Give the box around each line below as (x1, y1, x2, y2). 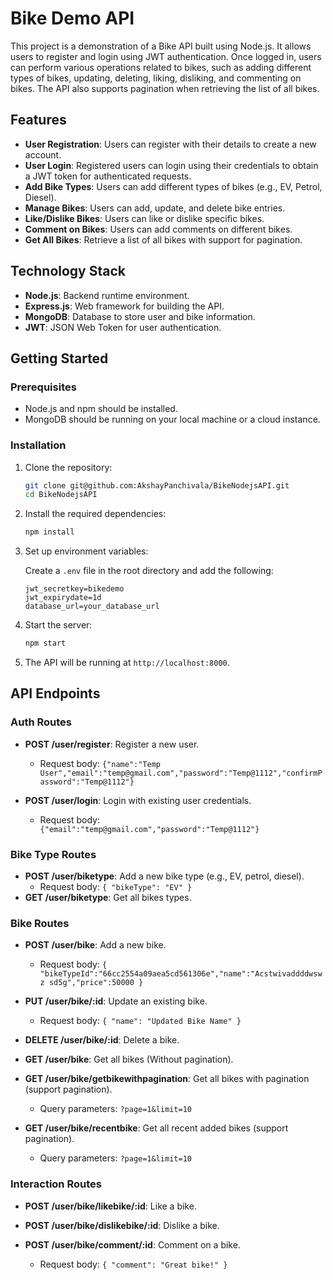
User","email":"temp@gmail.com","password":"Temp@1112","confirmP (39, 768, 323, 778)
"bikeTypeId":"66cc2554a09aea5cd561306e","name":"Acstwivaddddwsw (39, 969, 323, 979)
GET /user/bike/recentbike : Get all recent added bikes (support (24, 1122, 289, 1134)
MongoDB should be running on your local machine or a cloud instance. (24, 413, 321, 426)
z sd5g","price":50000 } (39, 978, 144, 988)
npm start (24, 638, 67, 649)
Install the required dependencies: (24, 508, 167, 520)
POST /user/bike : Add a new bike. (24, 939, 167, 951)
